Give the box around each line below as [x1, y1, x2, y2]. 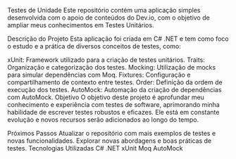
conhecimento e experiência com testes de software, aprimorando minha [7, 101, 220, 108]
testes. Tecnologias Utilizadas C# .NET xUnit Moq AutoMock [7, 144, 183, 152]
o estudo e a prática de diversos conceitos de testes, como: [7, 42, 182, 50]
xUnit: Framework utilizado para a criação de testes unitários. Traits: [7, 56, 206, 64]
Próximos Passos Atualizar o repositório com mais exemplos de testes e [7, 129, 216, 137]
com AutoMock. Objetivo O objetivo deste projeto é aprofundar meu [7, 93, 204, 101]
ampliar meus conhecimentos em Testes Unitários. [7, 21, 154, 29]
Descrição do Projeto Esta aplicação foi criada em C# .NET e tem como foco [7, 34, 229, 43]
